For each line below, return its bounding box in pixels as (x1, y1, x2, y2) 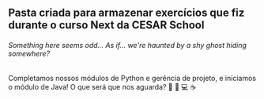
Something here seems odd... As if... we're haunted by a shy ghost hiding (8, 40, 247, 49)
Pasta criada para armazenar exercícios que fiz (8, 6, 245, 20)
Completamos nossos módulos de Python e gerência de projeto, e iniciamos (8, 73, 257, 82)
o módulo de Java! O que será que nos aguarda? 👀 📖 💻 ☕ (8, 82, 197, 91)
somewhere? (8, 49, 50, 58)
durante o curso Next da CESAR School (8, 19, 205, 32)
